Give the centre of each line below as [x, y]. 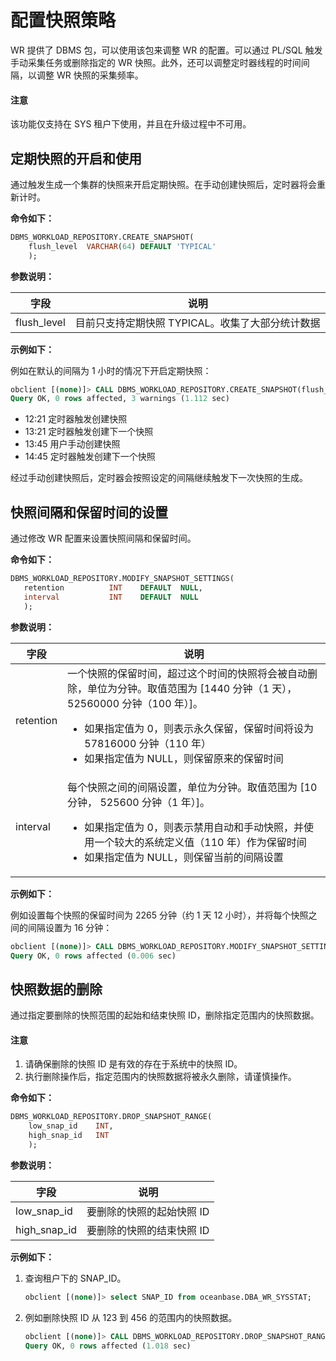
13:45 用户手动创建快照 [72, 444]
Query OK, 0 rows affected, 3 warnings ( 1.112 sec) [120, 399]
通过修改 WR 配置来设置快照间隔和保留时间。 [103, 538]
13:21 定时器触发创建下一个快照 [89, 432]
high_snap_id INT [69, 1136]
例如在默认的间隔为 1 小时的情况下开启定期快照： [111, 370]
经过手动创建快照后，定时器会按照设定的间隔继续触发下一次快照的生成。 [159, 478]
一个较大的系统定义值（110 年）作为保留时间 [200, 842]
